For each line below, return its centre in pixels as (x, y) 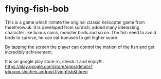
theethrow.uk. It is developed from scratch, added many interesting (72, 27)
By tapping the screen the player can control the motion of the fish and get (80, 47)
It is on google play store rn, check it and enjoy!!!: (54, 61)
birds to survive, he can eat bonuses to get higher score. (62, 38)
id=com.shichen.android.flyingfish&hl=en (46, 71)
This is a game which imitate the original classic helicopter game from (75, 22)
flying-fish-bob (37, 9)
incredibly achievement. (29, 52)
